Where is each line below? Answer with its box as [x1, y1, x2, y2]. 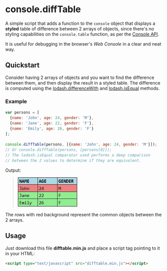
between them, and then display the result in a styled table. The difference [5, 80, 160, 86]
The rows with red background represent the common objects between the [5, 211, 162, 217]
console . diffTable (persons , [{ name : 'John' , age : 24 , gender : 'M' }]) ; [5, 142, 157, 147]
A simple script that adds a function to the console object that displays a [5, 20, 155, 26]
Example [5, 98, 27, 105]
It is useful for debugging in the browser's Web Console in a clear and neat [5, 41, 161, 47]
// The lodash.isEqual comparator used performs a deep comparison [5, 153, 151, 158]
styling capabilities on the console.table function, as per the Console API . [5, 31, 159, 37]
